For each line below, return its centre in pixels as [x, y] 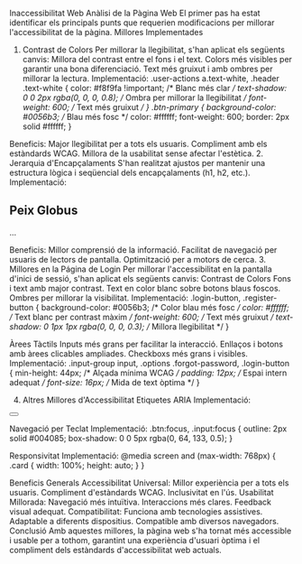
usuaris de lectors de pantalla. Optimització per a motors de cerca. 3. [138, 259]
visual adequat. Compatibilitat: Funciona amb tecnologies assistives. [136, 511]
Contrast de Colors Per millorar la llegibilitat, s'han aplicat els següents [154, 50]
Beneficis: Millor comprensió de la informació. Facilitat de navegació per [143, 250]
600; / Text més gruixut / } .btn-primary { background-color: [164, 107]
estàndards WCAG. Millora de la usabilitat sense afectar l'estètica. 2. [137, 153]
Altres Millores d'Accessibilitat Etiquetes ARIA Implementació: [136, 400]
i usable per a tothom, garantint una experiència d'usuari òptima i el [134, 540]
